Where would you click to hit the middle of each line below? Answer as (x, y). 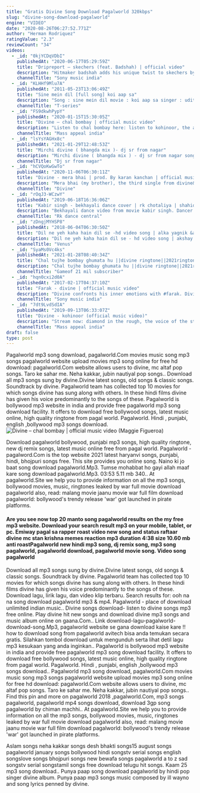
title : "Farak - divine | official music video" (78, 288)
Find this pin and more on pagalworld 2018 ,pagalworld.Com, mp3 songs (95, 697)
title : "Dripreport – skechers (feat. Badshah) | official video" (101, 67)
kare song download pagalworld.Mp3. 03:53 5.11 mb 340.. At (80, 474)
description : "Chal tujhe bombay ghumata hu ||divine (85, 266)
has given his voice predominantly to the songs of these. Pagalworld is (93, 399)
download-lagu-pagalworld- (141, 621)
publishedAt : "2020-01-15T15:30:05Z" (64, 117)
